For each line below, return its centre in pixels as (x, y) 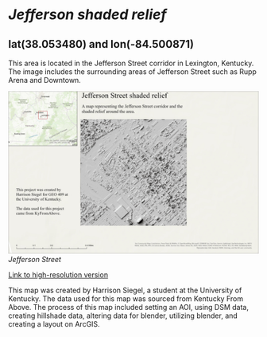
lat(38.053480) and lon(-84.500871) (101, 44)
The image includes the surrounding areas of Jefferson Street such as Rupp (132, 72)
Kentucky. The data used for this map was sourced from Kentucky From (126, 298)
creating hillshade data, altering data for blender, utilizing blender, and (123, 315)
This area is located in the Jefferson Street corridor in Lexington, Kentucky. (131, 63)
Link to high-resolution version (58, 274)
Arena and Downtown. (44, 80)
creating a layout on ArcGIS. (54, 323)
